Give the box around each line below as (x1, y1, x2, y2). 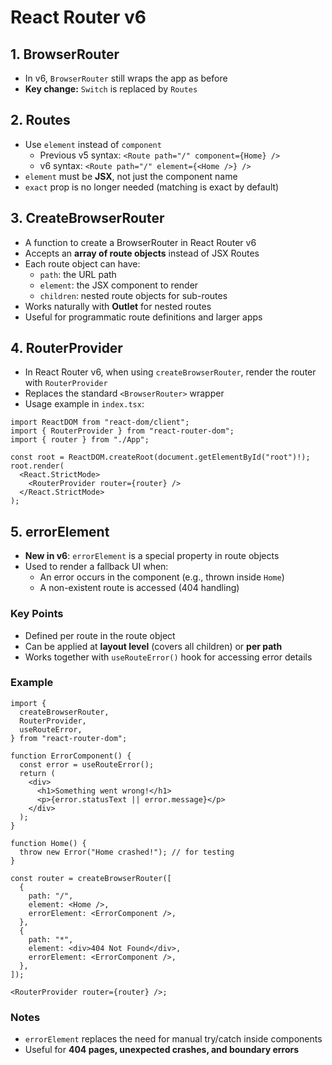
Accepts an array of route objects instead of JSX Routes (24, 247, 260, 259)
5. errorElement (10, 523, 110, 540)
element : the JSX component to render (39, 279, 199, 291)
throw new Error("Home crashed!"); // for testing (19, 847, 235, 857)
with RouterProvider (24, 377, 108, 389)
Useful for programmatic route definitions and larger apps (24, 311, 263, 323)
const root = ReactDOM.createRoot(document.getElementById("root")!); (10, 452, 311, 463)
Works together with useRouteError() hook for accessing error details (24, 651, 313, 663)
